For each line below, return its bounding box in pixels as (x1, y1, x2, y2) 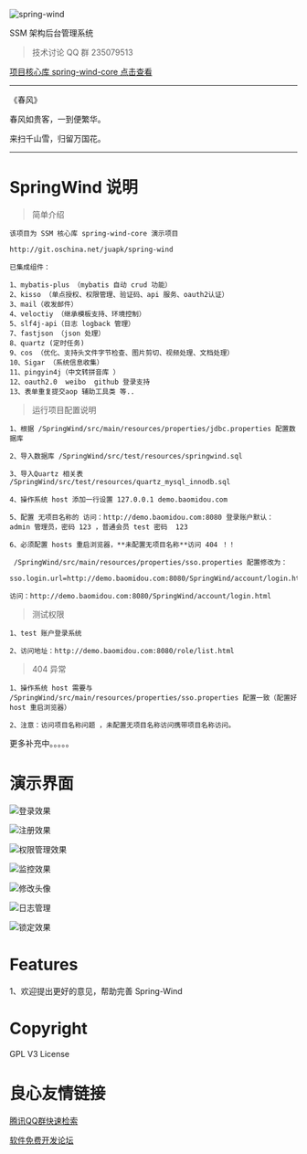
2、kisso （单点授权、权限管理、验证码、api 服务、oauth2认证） (9, 290, 229, 299)
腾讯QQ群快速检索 (9, 1115, 79, 1126)
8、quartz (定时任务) (9, 338, 85, 347)
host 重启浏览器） (9, 703, 71, 712)
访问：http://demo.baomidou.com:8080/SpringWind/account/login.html (9, 591, 272, 600)
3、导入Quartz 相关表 (9, 469, 84, 479)
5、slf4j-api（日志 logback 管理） (9, 319, 135, 328)
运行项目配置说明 (31, 404, 97, 415)
